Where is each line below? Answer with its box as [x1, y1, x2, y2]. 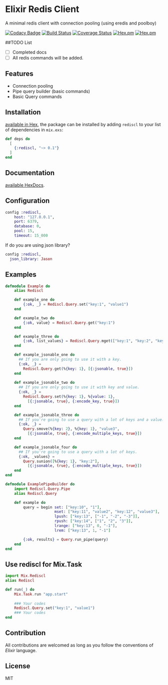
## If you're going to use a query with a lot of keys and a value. [18, 417, 164, 422]
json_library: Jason [9, 256, 52, 261]
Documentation [5, 169, 55, 177]
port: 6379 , [14, 219, 39, 224]
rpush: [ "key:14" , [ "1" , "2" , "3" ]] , [54, 519, 133, 524]
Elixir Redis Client [5, 4, 79, 15]
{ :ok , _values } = [18, 454, 55, 459]
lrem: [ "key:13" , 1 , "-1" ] [54, 528, 111, 533]
